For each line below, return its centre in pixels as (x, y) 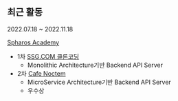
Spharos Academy (33, 42)
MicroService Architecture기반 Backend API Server (99, 82)
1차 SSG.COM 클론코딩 (48, 56)
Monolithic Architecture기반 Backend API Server (95, 65)
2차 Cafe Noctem (41, 73)
